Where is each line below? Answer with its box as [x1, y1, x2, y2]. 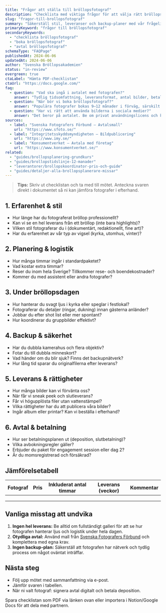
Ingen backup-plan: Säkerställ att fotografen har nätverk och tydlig [12, 544, 150, 550]
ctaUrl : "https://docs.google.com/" [5, 81, 81, 86]
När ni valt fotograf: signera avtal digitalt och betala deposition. [12, 587, 141, 593]
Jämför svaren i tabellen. [12, 582, 63, 588]
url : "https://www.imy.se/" [14, 136, 72, 141]
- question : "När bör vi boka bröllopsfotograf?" [9, 100, 114, 104]
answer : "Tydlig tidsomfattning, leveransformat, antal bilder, [14, 95, 149, 100]
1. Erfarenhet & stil [5, 202, 63, 210]
